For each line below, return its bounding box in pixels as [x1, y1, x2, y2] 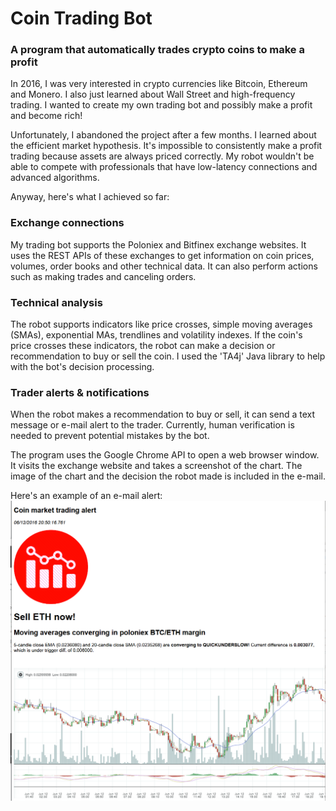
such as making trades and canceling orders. [10, 270, 197, 282]
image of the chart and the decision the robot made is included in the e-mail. [10, 470, 326, 482]
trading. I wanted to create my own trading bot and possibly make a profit [10, 99, 313, 111]
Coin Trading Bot [10, 7, 153, 30]
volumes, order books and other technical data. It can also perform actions [10, 260, 318, 272]
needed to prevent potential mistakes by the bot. [10, 430, 210, 442]
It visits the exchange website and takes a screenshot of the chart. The [10, 460, 303, 472]
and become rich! [10, 110, 83, 122]
